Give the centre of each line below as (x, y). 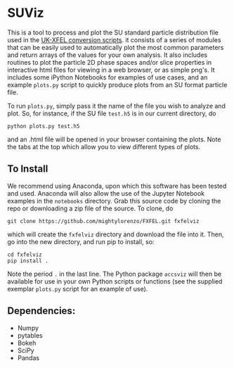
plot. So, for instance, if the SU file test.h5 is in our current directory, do (112, 113)
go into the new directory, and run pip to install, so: (81, 241)
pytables (30, 335)
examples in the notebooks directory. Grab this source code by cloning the (114, 201)
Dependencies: (41, 311)
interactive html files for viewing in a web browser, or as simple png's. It (111, 70)
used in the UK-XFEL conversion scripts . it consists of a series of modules (114, 39)
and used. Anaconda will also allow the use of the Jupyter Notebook (106, 193)
